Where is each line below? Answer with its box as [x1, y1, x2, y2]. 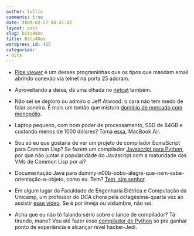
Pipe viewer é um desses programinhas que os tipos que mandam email [14, 68, 189, 75]
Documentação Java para [14, 169, 77, 177]
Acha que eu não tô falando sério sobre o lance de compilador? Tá [14, 211, 176, 218]
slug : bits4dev [6, 31, 43, 36]
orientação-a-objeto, [14, 175, 66, 182]
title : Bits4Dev [6, 36, 46, 42]
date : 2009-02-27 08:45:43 [6, 19, 72, 25]
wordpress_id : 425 [6, 42, 51, 48]
